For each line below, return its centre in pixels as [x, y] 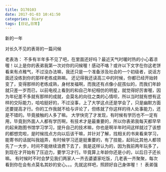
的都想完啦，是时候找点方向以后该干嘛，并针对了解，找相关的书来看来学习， [83, 134]
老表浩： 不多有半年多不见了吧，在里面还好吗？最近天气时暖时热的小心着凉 [82, 59]
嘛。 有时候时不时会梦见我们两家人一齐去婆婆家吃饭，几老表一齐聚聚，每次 [82, 159]
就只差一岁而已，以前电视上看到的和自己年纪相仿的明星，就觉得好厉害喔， [81, 90]
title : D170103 [21, 10]
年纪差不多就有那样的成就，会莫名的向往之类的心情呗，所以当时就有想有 [83, 97]
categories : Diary [24, 19]
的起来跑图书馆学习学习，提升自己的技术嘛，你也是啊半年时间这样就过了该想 [83, 127]
